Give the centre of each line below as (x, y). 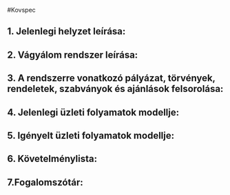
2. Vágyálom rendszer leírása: (73, 55)
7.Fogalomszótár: (45, 182)
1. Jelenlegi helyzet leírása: (66, 31)
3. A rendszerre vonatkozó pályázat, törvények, (111, 78)
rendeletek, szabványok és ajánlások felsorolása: (115, 89)
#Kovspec (21, 10)
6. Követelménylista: (52, 159)
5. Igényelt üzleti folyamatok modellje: (91, 136)
